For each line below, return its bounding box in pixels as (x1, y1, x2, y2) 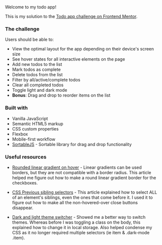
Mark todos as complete (12, 66, 61, 72)
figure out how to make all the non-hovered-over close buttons (12, 199, 138, 205)
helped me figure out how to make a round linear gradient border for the (12, 175, 156, 180)
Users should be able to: (5, 36, 54, 43)
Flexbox (12, 131, 28, 137)
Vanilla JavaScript (12, 115, 49, 121)
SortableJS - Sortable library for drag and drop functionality (12, 141, 132, 147)
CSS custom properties (12, 126, 59, 131)
